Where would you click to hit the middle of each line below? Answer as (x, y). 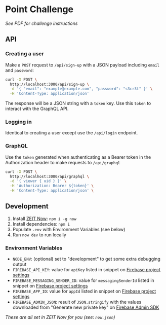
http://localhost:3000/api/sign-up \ (50, 84)
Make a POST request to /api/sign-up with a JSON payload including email (82, 65)
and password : (19, 70)
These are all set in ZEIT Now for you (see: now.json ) (60, 317)
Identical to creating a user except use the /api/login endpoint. (72, 133)
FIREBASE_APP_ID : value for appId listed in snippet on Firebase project (84, 291)
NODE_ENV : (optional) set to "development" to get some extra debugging (86, 259)
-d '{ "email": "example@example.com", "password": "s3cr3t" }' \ (81, 89)
